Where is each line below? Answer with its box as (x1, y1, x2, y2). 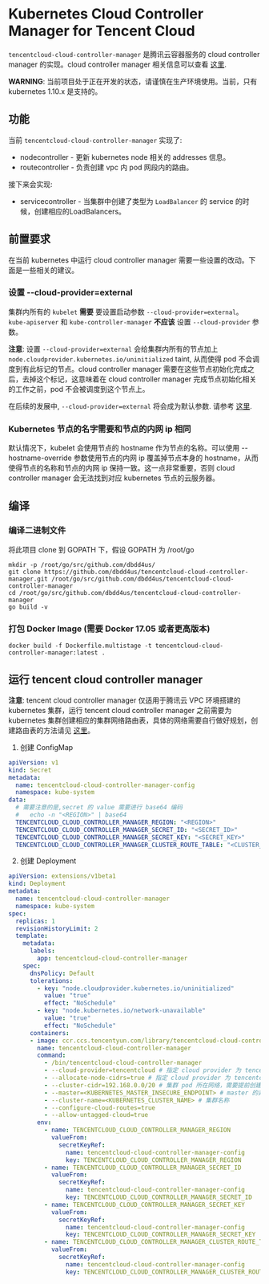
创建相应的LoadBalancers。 (34, 206, 126, 216)
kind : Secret (8, 766, 52, 774)
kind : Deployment (8, 880, 66, 888)
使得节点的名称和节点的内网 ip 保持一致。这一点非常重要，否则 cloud (8, 463, 235, 473)
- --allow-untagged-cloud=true (43, 1111, 149, 1119)
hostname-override (8, 453, 72, 463)
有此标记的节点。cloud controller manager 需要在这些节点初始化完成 (22, 364, 248, 373)
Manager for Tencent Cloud (8, 22, 195, 40)
